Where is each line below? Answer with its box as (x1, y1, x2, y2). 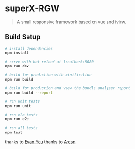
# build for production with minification (5, 72, 92, 78)
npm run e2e (5, 117, 29, 122)
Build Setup (5, 33, 40, 41)
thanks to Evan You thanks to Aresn (5, 139, 76, 145)
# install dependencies (5, 46, 53, 51)
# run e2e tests (5, 112, 38, 117)
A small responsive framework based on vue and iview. (16, 19, 127, 25)
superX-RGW (5, 3, 59, 14)
